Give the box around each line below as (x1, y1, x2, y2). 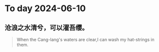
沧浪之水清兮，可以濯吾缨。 (4, 23, 89, 32)
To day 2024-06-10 (4, 3, 86, 14)
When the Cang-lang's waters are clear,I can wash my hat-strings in (16, 37, 155, 42)
